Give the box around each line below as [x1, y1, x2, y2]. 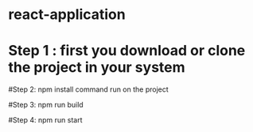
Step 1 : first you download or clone [8, 42, 246, 60]
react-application [8, 6, 126, 24]
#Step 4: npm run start [8, 115, 83, 125]
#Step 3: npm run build [8, 100, 84, 110]
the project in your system [8, 58, 185, 77]
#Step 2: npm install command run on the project [8, 85, 169, 94]
